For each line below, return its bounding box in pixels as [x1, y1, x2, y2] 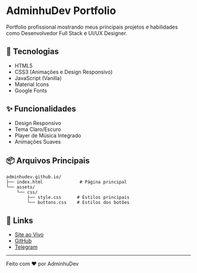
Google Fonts [14, 87, 47, 94]
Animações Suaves [14, 138, 62, 145]
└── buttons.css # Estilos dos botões [27, 200, 130, 206]
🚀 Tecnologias [6, 47, 59, 57]
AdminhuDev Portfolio [6, 4, 116, 18]
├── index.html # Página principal [6, 179, 127, 185]
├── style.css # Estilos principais [27, 195, 130, 201]
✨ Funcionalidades [6, 104, 76, 114]
